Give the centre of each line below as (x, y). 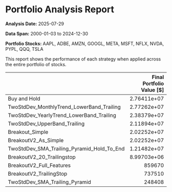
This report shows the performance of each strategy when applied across (83, 59)
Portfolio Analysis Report (60, 9)
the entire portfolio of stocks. (36, 64)
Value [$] (153, 90)
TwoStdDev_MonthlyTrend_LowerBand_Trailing (64, 107)
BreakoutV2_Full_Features (39, 165)
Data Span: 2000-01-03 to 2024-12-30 (47, 33)
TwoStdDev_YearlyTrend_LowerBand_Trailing (62, 115)
